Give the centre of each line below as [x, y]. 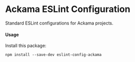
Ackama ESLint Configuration [68, 9]
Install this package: [26, 45]
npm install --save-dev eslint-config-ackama [53, 55]
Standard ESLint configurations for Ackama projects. [59, 23]
